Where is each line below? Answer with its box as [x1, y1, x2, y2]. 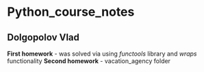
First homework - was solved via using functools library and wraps [7, 49, 197, 58]
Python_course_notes [7, 4, 135, 20]
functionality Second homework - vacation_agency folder [7, 57, 171, 65]
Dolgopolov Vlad [7, 32, 80, 43]
